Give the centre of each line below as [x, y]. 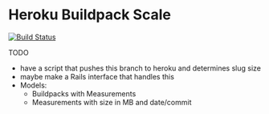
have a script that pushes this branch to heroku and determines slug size [140, 68]
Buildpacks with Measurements [84, 93]
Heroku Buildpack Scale [90, 15]
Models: [33, 85]
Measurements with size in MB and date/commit [112, 102]
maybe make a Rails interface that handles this [97, 76]
